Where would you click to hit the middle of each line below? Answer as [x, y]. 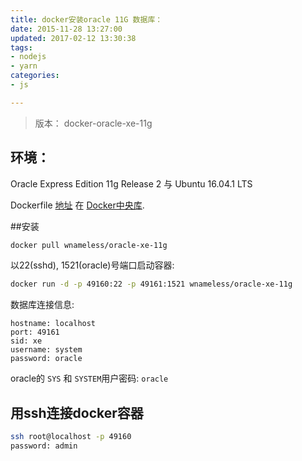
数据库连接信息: [42, 305]
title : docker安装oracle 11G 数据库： [86, 19]
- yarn [24, 66]
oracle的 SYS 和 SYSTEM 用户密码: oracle [89, 378]
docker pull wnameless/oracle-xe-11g [89, 245]
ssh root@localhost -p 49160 [71, 437]
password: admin [44, 446]
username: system [46, 350]
